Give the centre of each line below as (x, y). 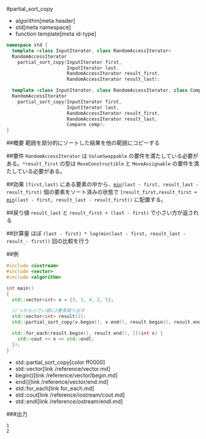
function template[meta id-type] (56, 34)
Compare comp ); (86, 125)
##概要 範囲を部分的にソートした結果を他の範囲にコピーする (83, 143)
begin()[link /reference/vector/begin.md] (67, 375)
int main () (20, 288)
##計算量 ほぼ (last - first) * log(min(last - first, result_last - (96, 233)
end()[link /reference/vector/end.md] (62, 382)
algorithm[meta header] (45, 21)
